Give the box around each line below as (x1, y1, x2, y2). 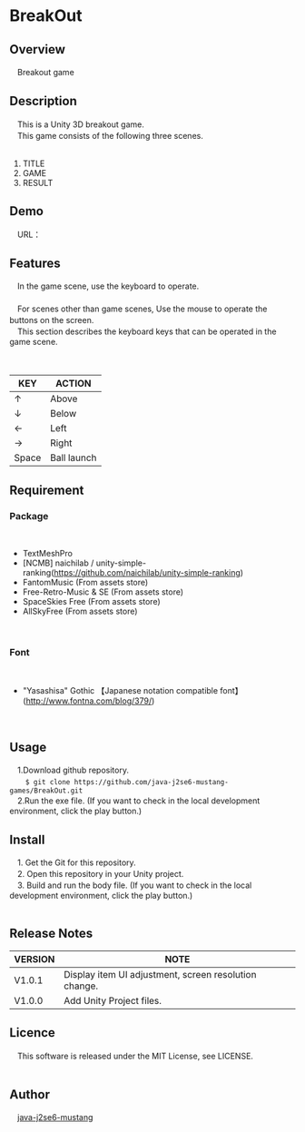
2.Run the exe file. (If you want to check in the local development (16, 795, 261, 806)
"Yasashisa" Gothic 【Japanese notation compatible (22, 685, 219, 696)
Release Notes (9, 926, 93, 941)
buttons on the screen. (9, 315, 94, 326)
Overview (9, 42, 66, 57)
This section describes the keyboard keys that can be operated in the (16, 326, 277, 337)
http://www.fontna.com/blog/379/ (25, 695, 152, 706)
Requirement (9, 482, 84, 497)
